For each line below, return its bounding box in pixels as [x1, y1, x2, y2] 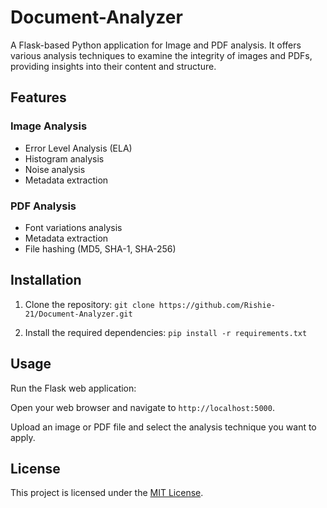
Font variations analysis [24, 221, 123, 233]
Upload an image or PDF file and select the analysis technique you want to [10, 421, 317, 433]
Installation [10, 272, 82, 289]
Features [10, 89, 67, 106]
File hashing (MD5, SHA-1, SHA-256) [24, 242, 177, 255]
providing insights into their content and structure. [10, 60, 217, 72]
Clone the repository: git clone [24, 298, 155, 310]
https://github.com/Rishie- [158, 300, 276, 310]
